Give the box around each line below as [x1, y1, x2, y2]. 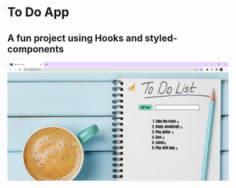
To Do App [7, 4, 70, 20]
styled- [145, 32, 178, 44]
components [7, 43, 65, 55]
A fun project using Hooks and [7, 32, 143, 44]
